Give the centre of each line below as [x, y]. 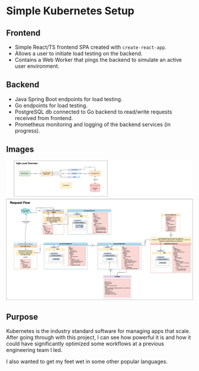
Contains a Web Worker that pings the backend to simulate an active [98, 60]
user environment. [37, 66]
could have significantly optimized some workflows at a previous [85, 344]
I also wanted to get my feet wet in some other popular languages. [87, 361]
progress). [27, 131]
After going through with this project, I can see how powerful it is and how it [99, 337]
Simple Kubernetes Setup [70, 11]
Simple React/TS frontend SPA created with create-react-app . [91, 47]
